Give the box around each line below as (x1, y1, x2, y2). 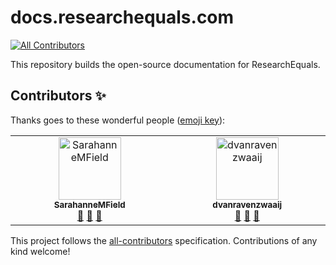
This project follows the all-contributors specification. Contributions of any (10, 234, 318, 246)
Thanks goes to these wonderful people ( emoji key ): (10, 114, 226, 126)
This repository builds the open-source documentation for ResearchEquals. (10, 58, 321, 70)
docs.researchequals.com (10, 6, 235, 29)
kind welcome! (10, 245, 71, 257)
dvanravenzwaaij (212, 199, 283, 210)
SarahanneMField (53, 199, 126, 210)
